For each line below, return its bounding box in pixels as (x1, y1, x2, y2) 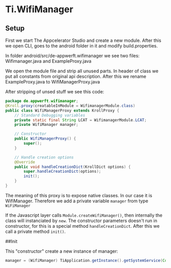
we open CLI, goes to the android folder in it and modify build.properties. (5, 43, 158, 49)
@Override (14, 159, 36, 165)
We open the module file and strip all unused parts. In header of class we (5, 68, 159, 74)
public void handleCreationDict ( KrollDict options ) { (14, 164, 131, 169)
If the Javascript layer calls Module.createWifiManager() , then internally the (5, 212, 163, 218)
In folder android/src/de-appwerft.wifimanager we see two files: (5, 52, 140, 59)
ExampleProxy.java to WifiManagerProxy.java (5, 79, 100, 85)
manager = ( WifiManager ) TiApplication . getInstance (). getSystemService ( (5, 258, 163, 263)
